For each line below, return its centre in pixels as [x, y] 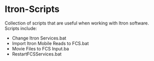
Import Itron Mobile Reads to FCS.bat [50, 43]
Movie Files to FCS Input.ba [40, 48]
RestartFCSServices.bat [37, 54]
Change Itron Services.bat [39, 38]
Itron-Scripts [32, 9]
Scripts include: [21, 28]
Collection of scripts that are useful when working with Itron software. [77, 23]
